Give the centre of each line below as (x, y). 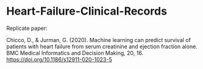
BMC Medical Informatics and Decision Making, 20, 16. (75, 53)
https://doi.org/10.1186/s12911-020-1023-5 (59, 59)
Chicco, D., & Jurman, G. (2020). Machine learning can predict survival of (98, 40)
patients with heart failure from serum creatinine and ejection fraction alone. (102, 46)
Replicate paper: (27, 28)
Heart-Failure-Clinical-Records (87, 11)
